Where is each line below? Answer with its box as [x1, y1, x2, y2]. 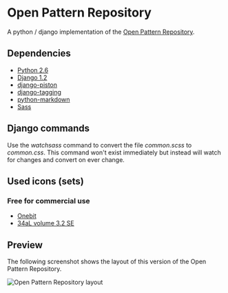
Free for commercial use [7, 196, 91, 205]
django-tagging [17, 88, 62, 96]
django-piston [17, 81, 57, 89]
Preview [7, 239, 43, 251]
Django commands [7, 123, 90, 134]
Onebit [17, 212, 37, 220]
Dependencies [7, 48, 71, 59]
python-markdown [17, 95, 70, 103]
